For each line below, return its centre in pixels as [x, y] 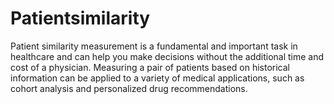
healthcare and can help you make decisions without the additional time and [167, 56]
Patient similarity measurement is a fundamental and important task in [154, 46]
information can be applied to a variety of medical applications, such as [157, 78]
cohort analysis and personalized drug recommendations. [129, 88]
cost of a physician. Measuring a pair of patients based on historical [150, 67]
